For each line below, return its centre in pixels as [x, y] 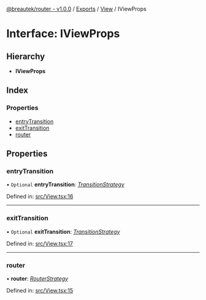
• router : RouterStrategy [37, 278]
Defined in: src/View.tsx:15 [40, 290]
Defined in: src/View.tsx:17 [40, 243]
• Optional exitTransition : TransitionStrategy [63, 231]
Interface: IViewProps [63, 34]
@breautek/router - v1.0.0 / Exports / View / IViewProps [77, 9]
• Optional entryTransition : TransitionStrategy [65, 184]
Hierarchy [26, 56]
